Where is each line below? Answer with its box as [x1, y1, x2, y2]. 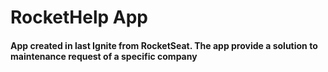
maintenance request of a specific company [10, 50, 198, 62]
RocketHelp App [10, 6, 148, 29]
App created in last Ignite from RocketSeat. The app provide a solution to [10, 39, 318, 51]
